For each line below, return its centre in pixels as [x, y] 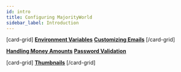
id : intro [19, 12]
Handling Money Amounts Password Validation [66, 51]
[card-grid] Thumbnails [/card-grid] [51, 62]
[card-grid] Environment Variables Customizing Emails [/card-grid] [91, 40]
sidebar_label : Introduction [43, 23]
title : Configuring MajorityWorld [49, 17]
